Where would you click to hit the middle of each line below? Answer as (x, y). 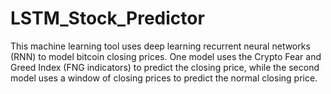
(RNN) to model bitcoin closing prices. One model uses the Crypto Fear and (166, 56)
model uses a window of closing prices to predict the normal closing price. (164, 78)
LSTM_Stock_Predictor (107, 18)
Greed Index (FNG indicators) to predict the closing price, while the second (165, 67)
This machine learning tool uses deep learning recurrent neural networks (160, 46)
